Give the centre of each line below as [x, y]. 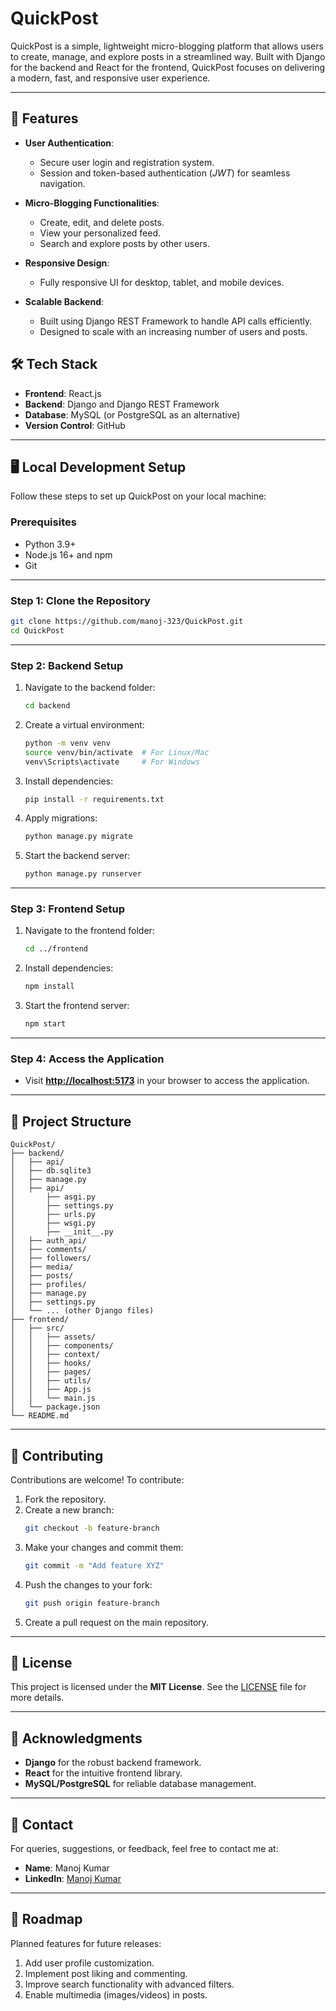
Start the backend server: [77, 856]
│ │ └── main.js [53, 1398]
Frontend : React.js [63, 393]
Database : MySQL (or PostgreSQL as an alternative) [132, 414]
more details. [37, 1698]
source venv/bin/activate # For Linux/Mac [117, 752]
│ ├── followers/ [51, 1258]
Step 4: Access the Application [87, 1059]
